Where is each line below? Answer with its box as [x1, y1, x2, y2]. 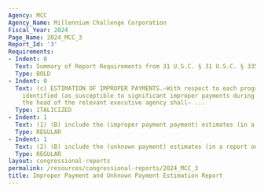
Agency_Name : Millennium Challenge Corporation [8, 19, 167, 27]
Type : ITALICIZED [15, 107, 72, 114]
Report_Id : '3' [8, 41, 58, 49]
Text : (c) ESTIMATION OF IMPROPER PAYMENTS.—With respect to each [15, 84, 237, 92]
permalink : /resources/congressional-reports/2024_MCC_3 [8, 165, 199, 172]
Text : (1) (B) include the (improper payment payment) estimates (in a [15, 121, 255, 129]
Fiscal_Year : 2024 [8, 26, 68, 34]
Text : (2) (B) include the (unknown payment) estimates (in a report [15, 143, 247, 150]
